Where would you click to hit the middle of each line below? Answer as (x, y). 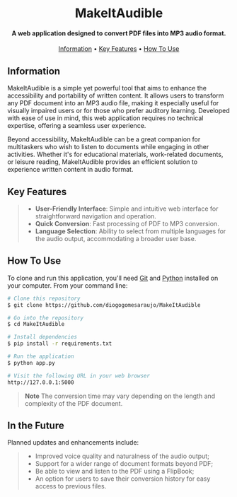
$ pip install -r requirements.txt (60, 344)
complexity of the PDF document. (74, 403)
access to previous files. (71, 486)
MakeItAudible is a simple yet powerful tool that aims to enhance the (107, 88)
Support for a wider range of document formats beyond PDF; (124, 464)
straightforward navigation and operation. (96, 216)
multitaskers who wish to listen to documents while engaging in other (108, 147)
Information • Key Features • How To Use (119, 49)
